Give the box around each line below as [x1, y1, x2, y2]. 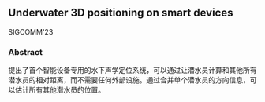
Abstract [8, 46, 43, 57]
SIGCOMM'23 [8, 27, 54, 36]
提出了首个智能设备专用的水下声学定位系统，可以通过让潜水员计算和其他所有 [8, 66, 257, 75]
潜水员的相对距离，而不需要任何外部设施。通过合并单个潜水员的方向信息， [8, 75, 250, 85]
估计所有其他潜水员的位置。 [14, 86, 105, 95]
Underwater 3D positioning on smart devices [8, 6, 233, 20]
